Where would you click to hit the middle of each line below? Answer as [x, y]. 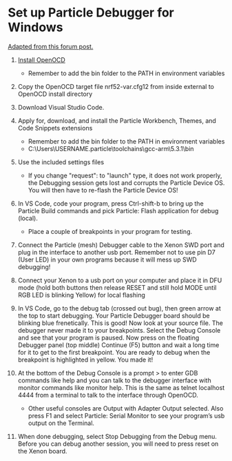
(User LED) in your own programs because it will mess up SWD [107, 259]
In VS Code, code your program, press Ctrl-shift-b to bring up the [110, 203]
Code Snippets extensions [55, 128]
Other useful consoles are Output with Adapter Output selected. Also [126, 408]
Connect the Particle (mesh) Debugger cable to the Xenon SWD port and [121, 245]
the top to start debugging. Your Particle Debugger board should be [114, 315]
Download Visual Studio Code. [61, 107]
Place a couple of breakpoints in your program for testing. [110, 231]
